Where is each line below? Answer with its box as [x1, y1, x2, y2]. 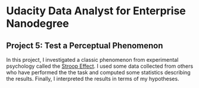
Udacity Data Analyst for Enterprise [6, 4, 186, 18]
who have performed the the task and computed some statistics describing [6, 69, 191, 76]
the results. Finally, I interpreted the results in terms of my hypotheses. [6, 76, 180, 82]
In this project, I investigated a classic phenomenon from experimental [6, 56, 179, 63]
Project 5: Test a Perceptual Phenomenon [6, 40, 163, 51]
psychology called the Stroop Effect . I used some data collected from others [6, 62, 194, 70]
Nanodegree [6, 17, 70, 30]
